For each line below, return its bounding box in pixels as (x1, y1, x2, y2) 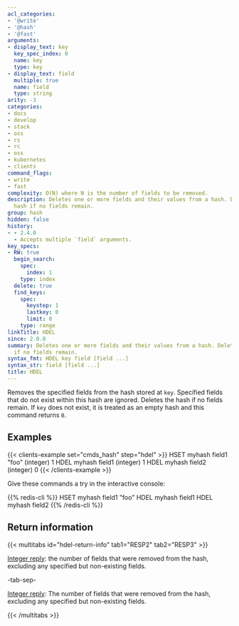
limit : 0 (26, 315, 53, 323)
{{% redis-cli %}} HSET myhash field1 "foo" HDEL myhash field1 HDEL (7, 493, 213, 501)
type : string (14, 90, 53, 97)
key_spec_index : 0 (14, 51, 69, 58)
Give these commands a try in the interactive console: (7, 479, 166, 488)
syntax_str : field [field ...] (7, 361, 100, 369)
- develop (7, 116, 37, 123)
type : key (14, 63, 43, 71)
